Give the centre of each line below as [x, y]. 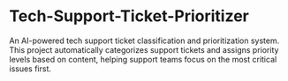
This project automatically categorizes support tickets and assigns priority [144, 49]
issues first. [30, 69]
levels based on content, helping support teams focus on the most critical [143, 59]
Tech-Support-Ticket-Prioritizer [129, 16]
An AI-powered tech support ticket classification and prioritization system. [144, 40]
